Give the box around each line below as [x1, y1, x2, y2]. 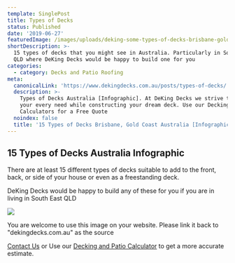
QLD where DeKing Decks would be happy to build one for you [13, 56, 196, 63]
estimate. [7, 250, 34, 258]
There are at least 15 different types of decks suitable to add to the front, [7, 166, 217, 174]
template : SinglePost [7, 10, 71, 18]
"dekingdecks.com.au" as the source [7, 229, 114, 237]
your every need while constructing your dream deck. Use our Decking [20, 102, 230, 109]
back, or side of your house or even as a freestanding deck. [7, 173, 180, 182]
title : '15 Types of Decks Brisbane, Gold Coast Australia [13, 121, 190, 128]
